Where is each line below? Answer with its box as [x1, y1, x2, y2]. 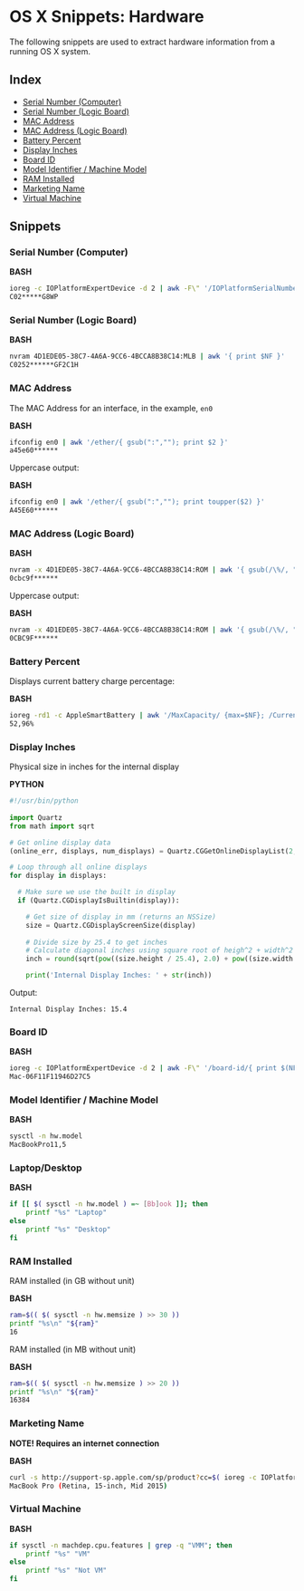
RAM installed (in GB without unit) [9, 1276, 136, 1287]
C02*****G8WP [9, 293, 59, 302]
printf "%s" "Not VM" [25, 1566, 107, 1576]
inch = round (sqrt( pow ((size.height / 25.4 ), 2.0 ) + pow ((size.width [25, 954, 294, 964]
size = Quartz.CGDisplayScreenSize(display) [25, 921, 196, 930]
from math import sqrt [9, 822, 95, 831]
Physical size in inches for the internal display [9, 761, 179, 772]
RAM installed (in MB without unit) [9, 1344, 137, 1355]
